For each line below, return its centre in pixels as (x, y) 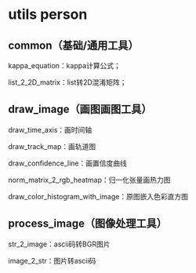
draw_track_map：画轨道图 (52, 146)
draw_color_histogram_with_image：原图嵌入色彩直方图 (98, 196)
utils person (48, 15)
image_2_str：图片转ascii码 (52, 260)
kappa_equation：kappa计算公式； (65, 66)
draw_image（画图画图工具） (80, 109)
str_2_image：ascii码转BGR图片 (59, 244)
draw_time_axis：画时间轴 (50, 129)
